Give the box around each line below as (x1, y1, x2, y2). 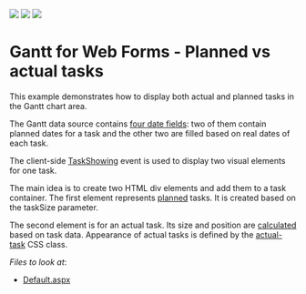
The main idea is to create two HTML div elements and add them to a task (9, 182, 287, 193)
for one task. (9, 165, 57, 176)
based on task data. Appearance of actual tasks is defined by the (9, 228, 254, 240)
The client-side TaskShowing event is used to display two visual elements (9, 155, 286, 166)
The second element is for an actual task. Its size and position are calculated (9, 219, 297, 230)
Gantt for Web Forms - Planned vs (9, 42, 271, 63)
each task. (9, 137, 48, 148)
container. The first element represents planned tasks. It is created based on (9, 192, 296, 203)
